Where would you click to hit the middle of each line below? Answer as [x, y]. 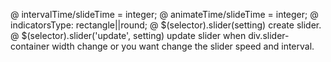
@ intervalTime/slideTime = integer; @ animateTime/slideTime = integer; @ [164, 14]
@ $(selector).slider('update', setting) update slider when [128, 35]
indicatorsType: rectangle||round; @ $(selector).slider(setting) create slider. [166, 25]
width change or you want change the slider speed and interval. [183, 46]
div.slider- [269, 35]
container [30, 46]
